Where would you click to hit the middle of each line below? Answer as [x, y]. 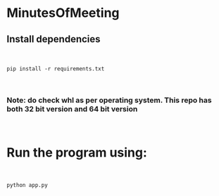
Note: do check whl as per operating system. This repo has [109, 100]
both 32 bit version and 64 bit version [72, 109]
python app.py [27, 185]
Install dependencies [54, 39]
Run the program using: [77, 153]
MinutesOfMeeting [63, 13]
